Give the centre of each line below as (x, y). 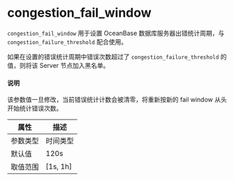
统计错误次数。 (41, 108)
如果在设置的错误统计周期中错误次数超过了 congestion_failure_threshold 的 (117, 57)
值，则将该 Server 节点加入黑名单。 (58, 65)
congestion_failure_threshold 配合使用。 (67, 42)
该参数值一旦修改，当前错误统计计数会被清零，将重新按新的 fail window (110, 100)
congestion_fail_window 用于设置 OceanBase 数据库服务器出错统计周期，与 (116, 33)
